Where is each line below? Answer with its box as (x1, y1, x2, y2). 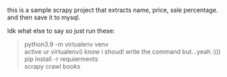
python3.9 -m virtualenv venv (24, 40, 109, 48)
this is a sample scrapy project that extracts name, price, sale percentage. (7, 6, 219, 14)
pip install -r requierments (24, 55, 98, 63)
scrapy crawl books (24, 62, 81, 70)
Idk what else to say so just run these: (7, 27, 116, 35)
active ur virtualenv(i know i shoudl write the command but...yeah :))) (24, 48, 221, 55)
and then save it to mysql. (7, 13, 81, 22)
